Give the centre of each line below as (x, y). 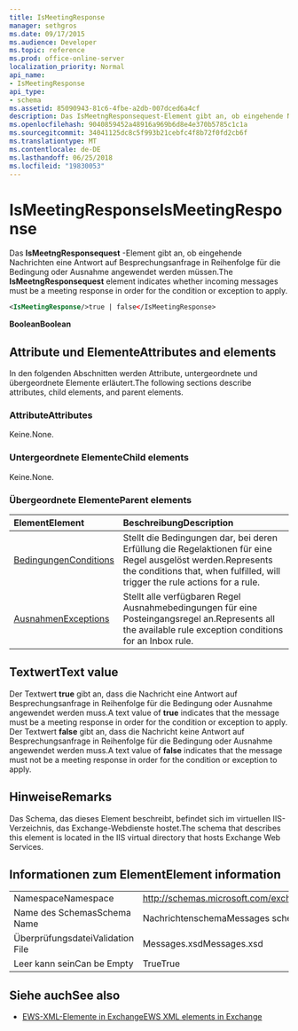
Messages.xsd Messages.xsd (203, 944)
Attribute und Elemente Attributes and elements (143, 352)
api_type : (27, 91)
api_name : (27, 75)
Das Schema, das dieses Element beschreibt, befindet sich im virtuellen (140, 818)
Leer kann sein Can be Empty (74, 964)
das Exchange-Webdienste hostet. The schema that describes (169, 828)
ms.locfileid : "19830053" (57, 166)
